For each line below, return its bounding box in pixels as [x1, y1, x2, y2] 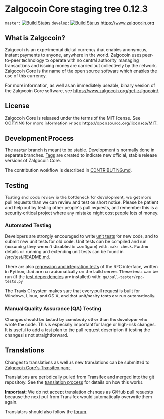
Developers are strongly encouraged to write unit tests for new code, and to [5, 233, 158, 239]
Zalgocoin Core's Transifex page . [5, 364, 72, 370]
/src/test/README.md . [5, 254, 50, 260]
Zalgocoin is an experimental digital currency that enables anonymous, [5, 47, 148, 52]
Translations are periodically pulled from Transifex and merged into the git [5, 374, 154, 380]
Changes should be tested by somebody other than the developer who [5, 316, 148, 322]
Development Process [5, 134, 74, 143]
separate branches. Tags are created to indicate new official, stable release [5, 152, 157, 158]
